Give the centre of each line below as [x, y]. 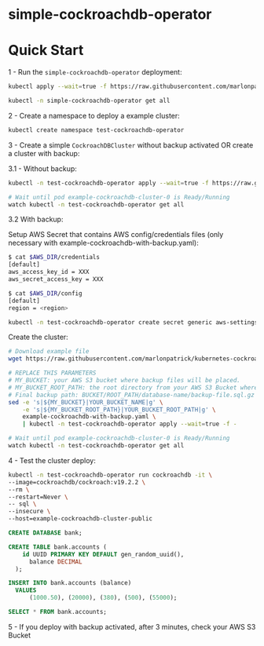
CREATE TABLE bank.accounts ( [58, 547]
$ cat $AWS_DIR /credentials [54, 257]
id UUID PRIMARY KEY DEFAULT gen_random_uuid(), [103, 554]
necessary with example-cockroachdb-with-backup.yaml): [103, 243]
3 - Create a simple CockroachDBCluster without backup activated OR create [131, 145]
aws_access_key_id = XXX [49, 272]
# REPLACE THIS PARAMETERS [52, 373]
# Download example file [49, 352]
